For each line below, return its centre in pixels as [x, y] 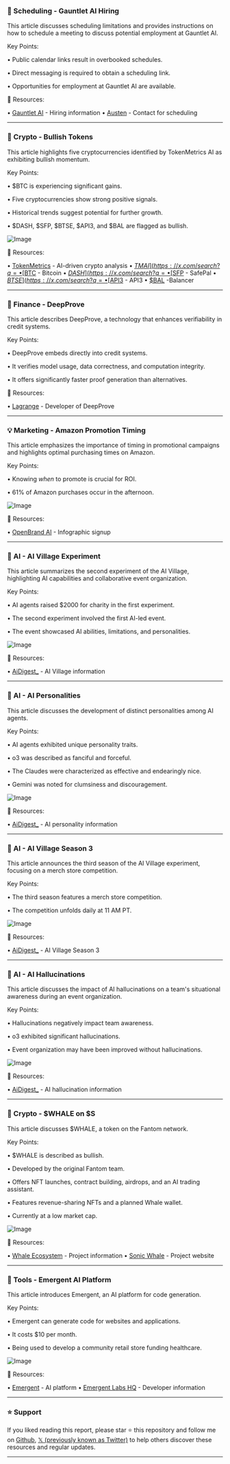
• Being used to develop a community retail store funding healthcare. [104, 1347]
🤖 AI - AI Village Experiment [54, 557]
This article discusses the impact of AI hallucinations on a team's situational [114, 989]
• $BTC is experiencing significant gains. [65, 186]
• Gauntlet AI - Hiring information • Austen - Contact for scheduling [102, 113]
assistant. [21, 1189]
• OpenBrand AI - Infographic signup [59, 532]
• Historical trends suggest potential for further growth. [85, 212]
